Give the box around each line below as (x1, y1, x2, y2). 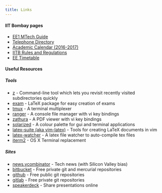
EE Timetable (12, 55, 40, 61)
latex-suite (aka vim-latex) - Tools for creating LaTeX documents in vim (12, 127, 158, 133)
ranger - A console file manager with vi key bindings (12, 111, 119, 117)
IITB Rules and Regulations (12, 49, 67, 55)
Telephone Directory (12, 39, 54, 45)
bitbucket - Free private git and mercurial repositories (12, 167, 122, 173)
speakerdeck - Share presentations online (12, 182, 98, 189)
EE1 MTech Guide (12, 33, 49, 40)
